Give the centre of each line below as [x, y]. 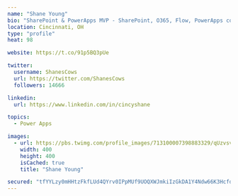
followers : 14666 [39, 85]
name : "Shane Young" [38, 14]
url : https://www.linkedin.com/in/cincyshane [82, 104]
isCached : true [42, 163]
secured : [20, 182]
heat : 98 [20, 40]
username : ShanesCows [46, 72]
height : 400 [38, 156]
